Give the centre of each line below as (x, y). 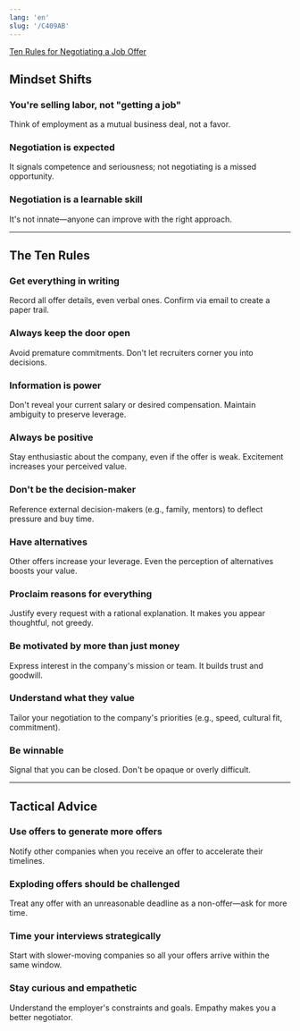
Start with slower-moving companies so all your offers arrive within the (139, 955)
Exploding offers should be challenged (95, 883)
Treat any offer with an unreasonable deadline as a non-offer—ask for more (148, 903)
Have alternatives (48, 542)
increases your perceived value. (68, 467)
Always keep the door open (70, 334)
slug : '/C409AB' (39, 26)
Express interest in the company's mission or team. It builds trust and (136, 665)
